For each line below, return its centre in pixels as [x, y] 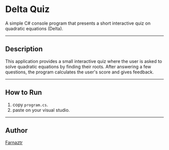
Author [16, 130]
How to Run [24, 92]
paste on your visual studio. [41, 110]
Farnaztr [14, 142]
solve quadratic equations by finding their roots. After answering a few [78, 66]
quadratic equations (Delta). [34, 28]
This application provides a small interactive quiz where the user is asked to [84, 61]
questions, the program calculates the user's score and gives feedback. [80, 72]
